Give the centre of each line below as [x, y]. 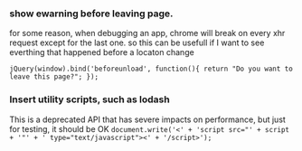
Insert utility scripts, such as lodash [90, 99]
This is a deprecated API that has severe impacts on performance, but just [148, 119]
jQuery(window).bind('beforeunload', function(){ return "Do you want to [151, 69]
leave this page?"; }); [54, 77]
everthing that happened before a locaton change [102, 52]
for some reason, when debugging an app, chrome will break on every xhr [147, 33]
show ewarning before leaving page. [91, 14]
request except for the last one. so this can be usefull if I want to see [137, 42]
